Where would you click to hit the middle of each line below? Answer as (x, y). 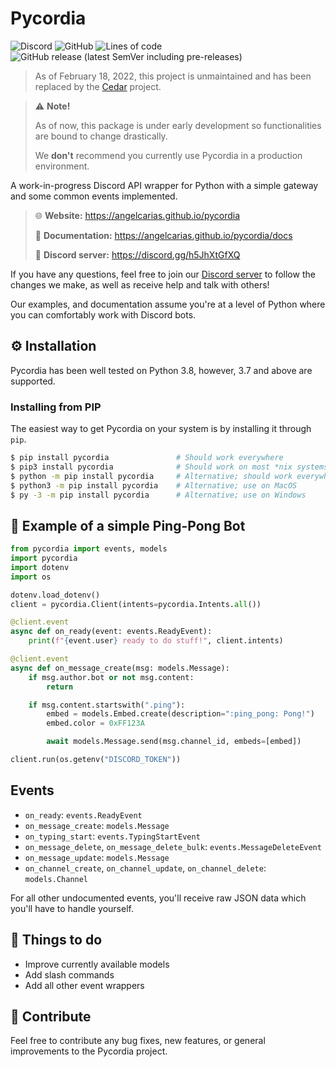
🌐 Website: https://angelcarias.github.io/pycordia (137, 215)
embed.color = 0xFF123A (95, 723)
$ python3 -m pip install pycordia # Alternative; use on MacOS (154, 485)
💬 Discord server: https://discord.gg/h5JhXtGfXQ (137, 254)
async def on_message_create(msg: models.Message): (120, 668)
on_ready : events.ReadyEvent (83, 814)
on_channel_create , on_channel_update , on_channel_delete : (145, 868)
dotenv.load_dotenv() (55, 595)
